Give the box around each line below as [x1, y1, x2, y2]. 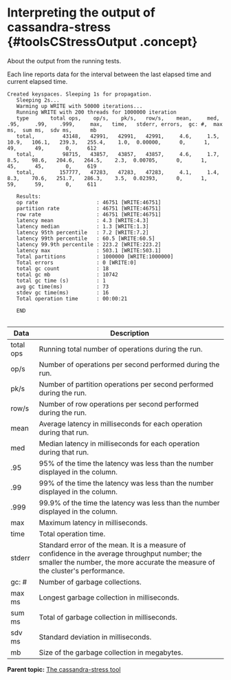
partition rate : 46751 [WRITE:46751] [16, 205, 162, 212]
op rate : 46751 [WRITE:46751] [16, 199, 162, 206]
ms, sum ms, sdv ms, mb [7, 127, 97, 133]
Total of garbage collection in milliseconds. [38, 612, 177, 622]
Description [109, 328, 150, 338]
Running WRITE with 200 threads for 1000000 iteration [16, 109, 177, 116]
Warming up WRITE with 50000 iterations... [16, 102, 143, 109]
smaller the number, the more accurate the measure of [38, 557, 215, 567]
